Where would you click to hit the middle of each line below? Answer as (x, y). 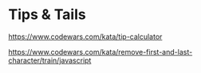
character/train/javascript (50, 60)
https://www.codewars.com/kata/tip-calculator (85, 36)
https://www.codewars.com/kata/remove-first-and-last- (100, 52)
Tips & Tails (47, 15)
